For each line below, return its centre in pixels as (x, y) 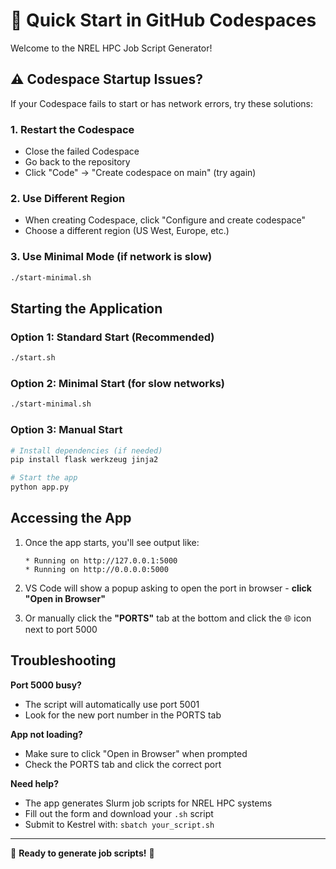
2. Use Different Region (68, 198)
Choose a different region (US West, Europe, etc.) (127, 231)
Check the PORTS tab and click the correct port (123, 764)
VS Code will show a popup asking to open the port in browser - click (168, 588)
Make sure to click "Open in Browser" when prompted (136, 753)
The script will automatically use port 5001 (112, 704)
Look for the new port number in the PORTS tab (123, 715)
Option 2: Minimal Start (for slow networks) (118, 383)
